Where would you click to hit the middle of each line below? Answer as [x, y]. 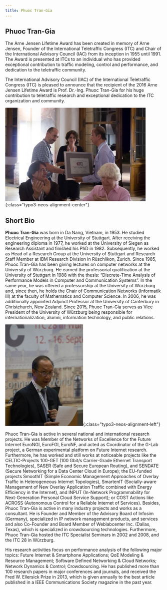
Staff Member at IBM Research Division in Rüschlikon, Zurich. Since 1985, [81, 259]
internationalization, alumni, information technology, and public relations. [80, 318]
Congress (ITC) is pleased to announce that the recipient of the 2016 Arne [81, 85]
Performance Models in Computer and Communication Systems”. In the [79, 280]
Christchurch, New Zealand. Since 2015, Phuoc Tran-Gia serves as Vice [79, 307]
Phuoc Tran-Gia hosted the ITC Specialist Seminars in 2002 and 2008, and [82, 535]
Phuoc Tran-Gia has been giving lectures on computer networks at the [78, 264]
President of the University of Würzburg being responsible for [69, 312]
